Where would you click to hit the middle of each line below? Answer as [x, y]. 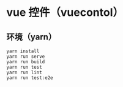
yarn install [23, 51]
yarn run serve [26, 57]
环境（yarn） [32, 37]
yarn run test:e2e [30, 78]
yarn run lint [24, 72]
